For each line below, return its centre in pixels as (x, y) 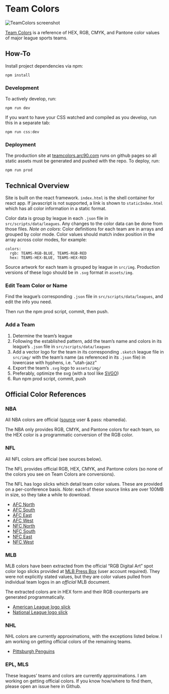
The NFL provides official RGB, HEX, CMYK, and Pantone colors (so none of (84, 469)
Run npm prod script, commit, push (49, 378)
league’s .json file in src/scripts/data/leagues (62, 346)
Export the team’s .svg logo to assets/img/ (57, 368)
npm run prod (19, 170)
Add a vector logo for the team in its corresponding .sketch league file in (88, 352)
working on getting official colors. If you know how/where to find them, (79, 681)
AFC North (24, 504)
